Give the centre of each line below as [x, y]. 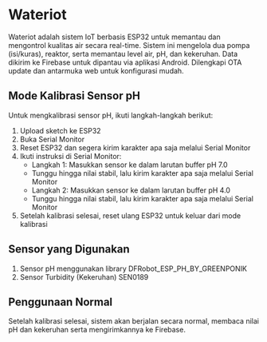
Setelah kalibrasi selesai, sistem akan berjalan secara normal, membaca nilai [133, 321]
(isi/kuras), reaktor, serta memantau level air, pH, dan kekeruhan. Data [123, 54]
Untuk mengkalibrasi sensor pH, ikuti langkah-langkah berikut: [111, 115]
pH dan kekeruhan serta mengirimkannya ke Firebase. [97, 330]
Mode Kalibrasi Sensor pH [75, 96]
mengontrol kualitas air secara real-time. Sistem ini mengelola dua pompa [129, 45]
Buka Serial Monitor [52, 139]
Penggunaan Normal [61, 302]
